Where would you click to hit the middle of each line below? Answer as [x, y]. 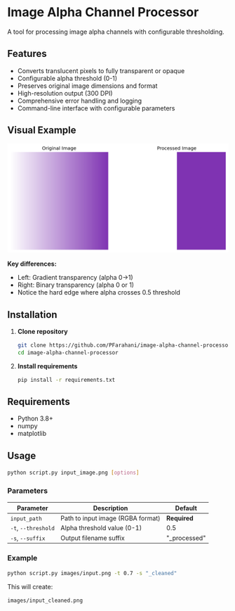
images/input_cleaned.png [45, 601]
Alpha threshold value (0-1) [101, 528]
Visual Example [42, 130]
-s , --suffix [28, 538]
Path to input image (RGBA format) [110, 518]
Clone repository [42, 331]
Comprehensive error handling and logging [80, 101]
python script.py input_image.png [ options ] [73, 473]
